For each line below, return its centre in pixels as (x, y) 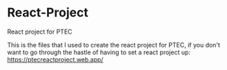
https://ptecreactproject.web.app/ (55, 59)
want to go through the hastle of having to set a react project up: (99, 52)
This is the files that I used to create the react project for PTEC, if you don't (114, 45)
